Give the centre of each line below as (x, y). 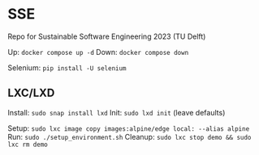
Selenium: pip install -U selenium (67, 67)
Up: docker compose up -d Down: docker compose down (98, 52)
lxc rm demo (28, 145)
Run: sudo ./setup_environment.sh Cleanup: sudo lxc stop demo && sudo (129, 136)
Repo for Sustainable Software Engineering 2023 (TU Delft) (107, 36)
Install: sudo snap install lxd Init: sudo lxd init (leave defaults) (117, 112)
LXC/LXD (31, 93)
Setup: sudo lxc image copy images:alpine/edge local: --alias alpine (129, 128)
